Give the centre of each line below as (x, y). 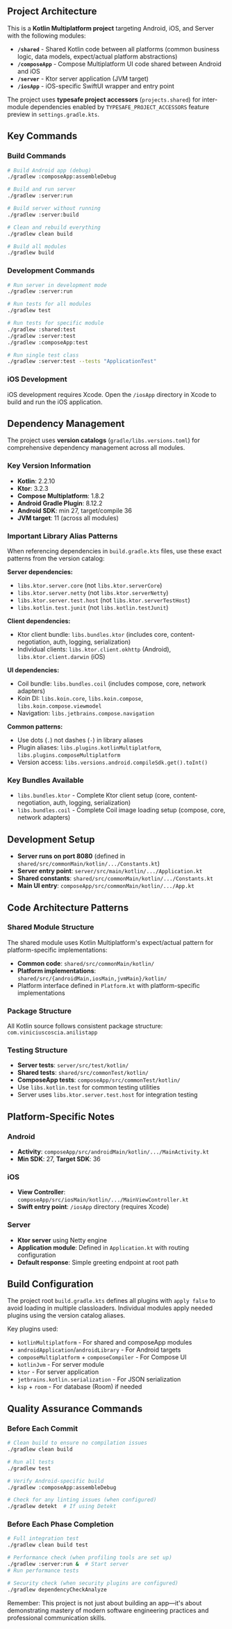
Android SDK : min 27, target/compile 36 (74, 510)
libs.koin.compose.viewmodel (59, 706)
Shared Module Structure (51, 927)
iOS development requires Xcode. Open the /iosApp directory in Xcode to (112, 394)
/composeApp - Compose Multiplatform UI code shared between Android (119, 64)
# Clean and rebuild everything (54, 227)
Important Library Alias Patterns (63, 536)
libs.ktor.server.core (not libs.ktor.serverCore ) (90, 585)
